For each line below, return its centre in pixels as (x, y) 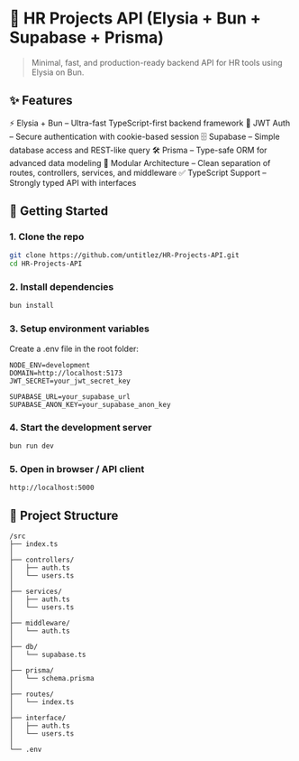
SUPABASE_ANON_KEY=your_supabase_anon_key (90, 404)
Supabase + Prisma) (87, 37)
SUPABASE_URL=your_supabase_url (70, 396)
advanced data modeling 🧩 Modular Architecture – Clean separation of (140, 162)
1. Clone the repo (47, 237)
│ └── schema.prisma (52, 678)
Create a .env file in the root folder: (74, 348)
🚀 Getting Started (59, 211)
